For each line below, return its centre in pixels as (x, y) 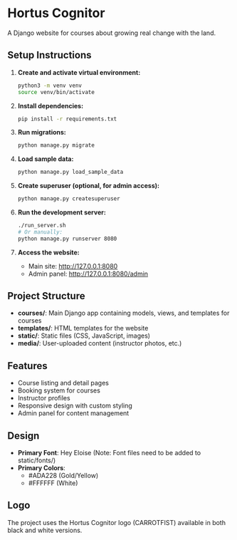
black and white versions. (45, 530)
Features (27, 366)
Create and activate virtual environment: (79, 72)
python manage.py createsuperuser (69, 199)
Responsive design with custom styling (75, 406)
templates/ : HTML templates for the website (83, 328)
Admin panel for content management (73, 413)
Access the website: (48, 252)
